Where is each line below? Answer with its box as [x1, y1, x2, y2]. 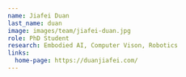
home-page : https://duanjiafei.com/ [15, 57, 138, 65]
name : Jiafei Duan [7, 11, 70, 20]
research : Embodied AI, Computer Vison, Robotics [7, 42, 179, 50]
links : [7, 49, 30, 57]
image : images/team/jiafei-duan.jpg [7, 26, 131, 34]
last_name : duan [7, 19, 62, 27]
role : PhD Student [7, 34, 70, 43]
